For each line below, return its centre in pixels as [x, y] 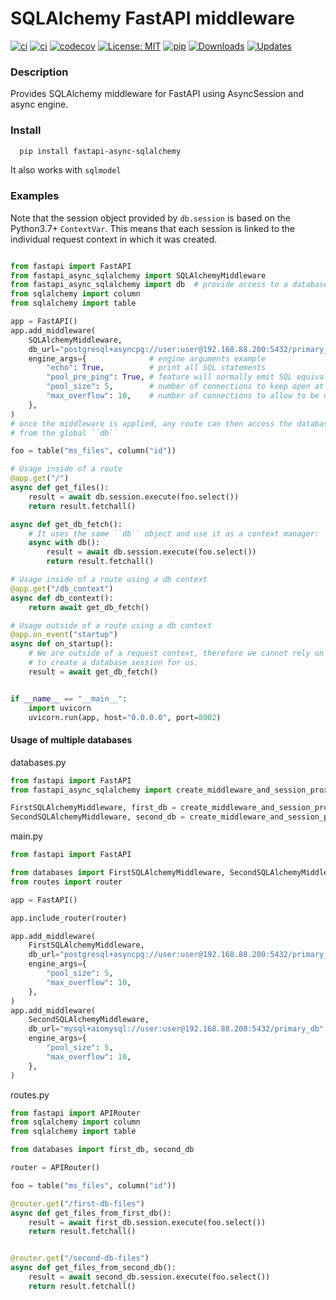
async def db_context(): [62, 598]
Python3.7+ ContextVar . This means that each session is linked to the [153, 228]
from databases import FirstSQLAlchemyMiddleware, [118, 873]
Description [39, 72]
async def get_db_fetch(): [66, 524]
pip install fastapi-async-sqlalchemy [100, 151]
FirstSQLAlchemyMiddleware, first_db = [93, 808]
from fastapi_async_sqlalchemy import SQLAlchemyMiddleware [138, 275]
